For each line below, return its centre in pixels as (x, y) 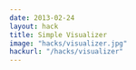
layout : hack (34, 26)
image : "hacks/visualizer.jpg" (68, 43)
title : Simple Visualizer (58, 35)
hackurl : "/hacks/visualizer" (67, 52)
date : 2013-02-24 (42, 18)
